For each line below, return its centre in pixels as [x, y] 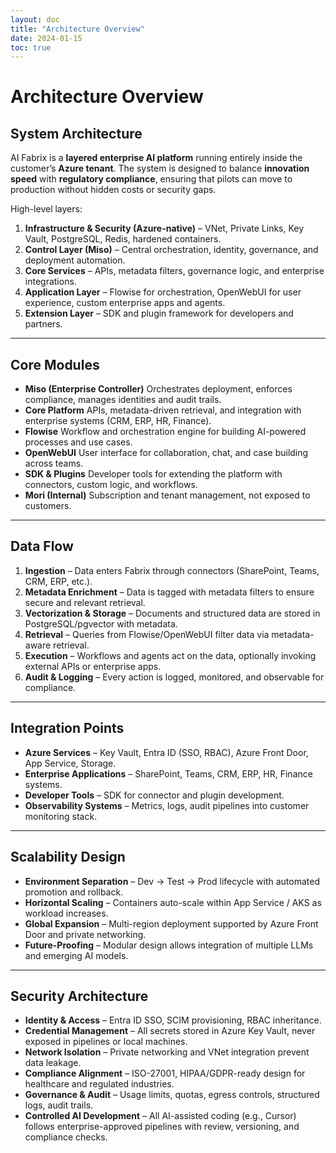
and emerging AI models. [76, 955]
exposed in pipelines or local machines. [106, 1042]
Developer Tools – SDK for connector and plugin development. [154, 795]
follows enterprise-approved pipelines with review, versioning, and [162, 1127]
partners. [43, 324]
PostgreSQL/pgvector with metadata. [101, 623]
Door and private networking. [85, 934]
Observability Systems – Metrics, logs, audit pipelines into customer [167, 805]
